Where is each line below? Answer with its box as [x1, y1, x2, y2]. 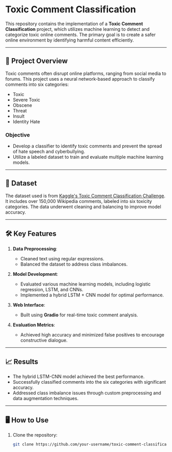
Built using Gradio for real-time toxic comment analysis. [20, 312, 138, 318]
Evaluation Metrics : [12, 322, 55, 328]
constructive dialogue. [20, 337, 68, 343]
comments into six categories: [5, 81, 69, 87]
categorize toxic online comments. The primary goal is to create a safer [5, 31, 156, 37]
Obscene [12, 102, 32, 108]
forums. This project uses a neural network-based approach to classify [5, 76, 155, 82]
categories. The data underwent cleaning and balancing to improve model [5, 203, 161, 210]
